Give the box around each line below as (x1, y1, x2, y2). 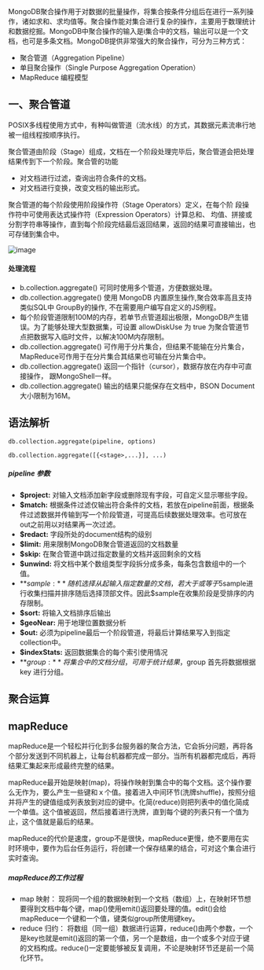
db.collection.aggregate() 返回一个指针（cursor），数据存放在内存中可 (19, 362, 246, 371)
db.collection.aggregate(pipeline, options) (8, 437, 156, 446)
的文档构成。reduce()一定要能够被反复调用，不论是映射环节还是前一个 (19, 942, 247, 953)
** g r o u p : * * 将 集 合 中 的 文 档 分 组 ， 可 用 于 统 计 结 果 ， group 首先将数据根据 (19, 657, 256, 667)
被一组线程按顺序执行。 (8, 130, 84, 139)
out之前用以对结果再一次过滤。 (19, 520, 120, 529)
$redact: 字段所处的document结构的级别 (19, 529, 152, 538)
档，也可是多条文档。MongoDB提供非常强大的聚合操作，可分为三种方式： (8, 36, 247, 46)
